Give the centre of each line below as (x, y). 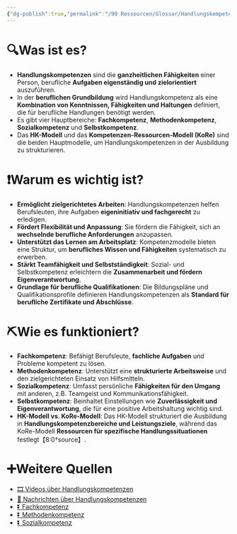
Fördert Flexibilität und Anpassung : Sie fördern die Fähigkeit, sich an (118, 226)
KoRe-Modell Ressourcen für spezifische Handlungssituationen (112, 431)
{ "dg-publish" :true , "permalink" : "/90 (62, 14)
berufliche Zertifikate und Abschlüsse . (75, 302)
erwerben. (32, 257)
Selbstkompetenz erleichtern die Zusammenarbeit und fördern (109, 272)
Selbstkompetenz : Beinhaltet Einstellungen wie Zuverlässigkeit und (117, 401)
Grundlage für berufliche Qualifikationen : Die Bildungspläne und (112, 286)
